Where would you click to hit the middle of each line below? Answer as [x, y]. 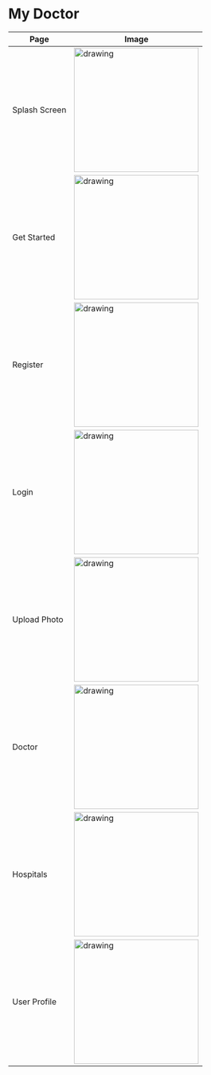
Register [28, 365]
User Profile [35, 1002]
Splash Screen [39, 110]
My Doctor [44, 14]
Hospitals [30, 874]
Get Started [34, 237]
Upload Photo [38, 620]
